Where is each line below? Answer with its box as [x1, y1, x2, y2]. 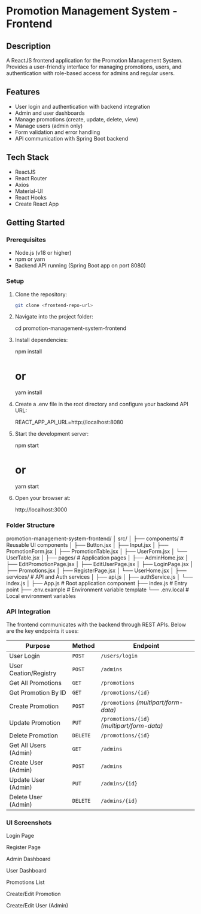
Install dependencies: [14, 337, 68, 344]
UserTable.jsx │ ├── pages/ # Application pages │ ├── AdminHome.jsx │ [6, 554, 189, 561]
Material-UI [14, 187, 43, 195]
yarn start [14, 483, 39, 490]
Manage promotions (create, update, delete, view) [14, 115, 139, 123]
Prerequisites [6, 236, 46, 244]
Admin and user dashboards [14, 109, 85, 117]
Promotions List [6, 879, 45, 886]
